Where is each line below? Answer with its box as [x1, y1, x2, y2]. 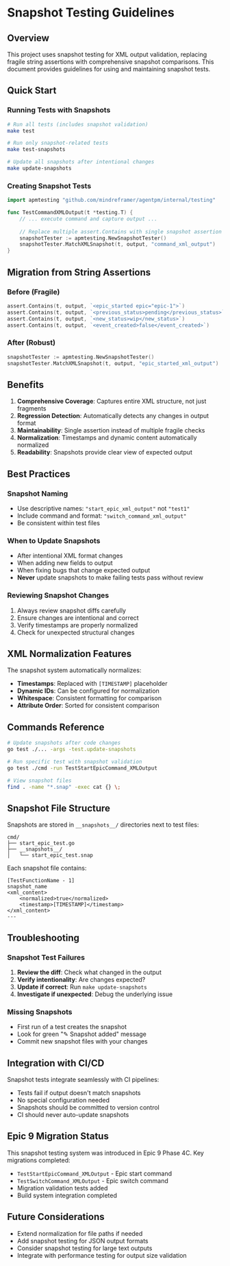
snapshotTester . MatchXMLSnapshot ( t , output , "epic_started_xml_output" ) [7, 360, 219, 367]
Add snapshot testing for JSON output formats [16, 1236, 149, 1245]
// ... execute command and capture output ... [19, 215, 157, 222]
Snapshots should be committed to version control [16, 1103, 159, 1112]
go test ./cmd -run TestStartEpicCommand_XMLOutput [7, 764, 157, 772]
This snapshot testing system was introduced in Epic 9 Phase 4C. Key [7, 1149, 204, 1157]
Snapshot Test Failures [7, 952, 86, 962]
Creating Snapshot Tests [7, 181, 92, 190]
